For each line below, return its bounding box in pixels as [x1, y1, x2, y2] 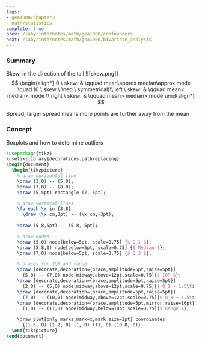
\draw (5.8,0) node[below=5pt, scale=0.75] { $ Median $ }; [17, 244, 165, 251]
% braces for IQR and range [17, 261, 87, 267]
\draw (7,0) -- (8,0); [17, 184, 74, 190]
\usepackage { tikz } [6, 151, 52, 157]
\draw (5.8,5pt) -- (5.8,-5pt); [17, 223, 98, 229]
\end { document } [6, 333, 44, 339]
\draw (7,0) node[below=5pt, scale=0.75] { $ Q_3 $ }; [17, 250, 152, 256]
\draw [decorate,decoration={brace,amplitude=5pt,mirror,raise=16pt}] [17, 300, 198, 306]
